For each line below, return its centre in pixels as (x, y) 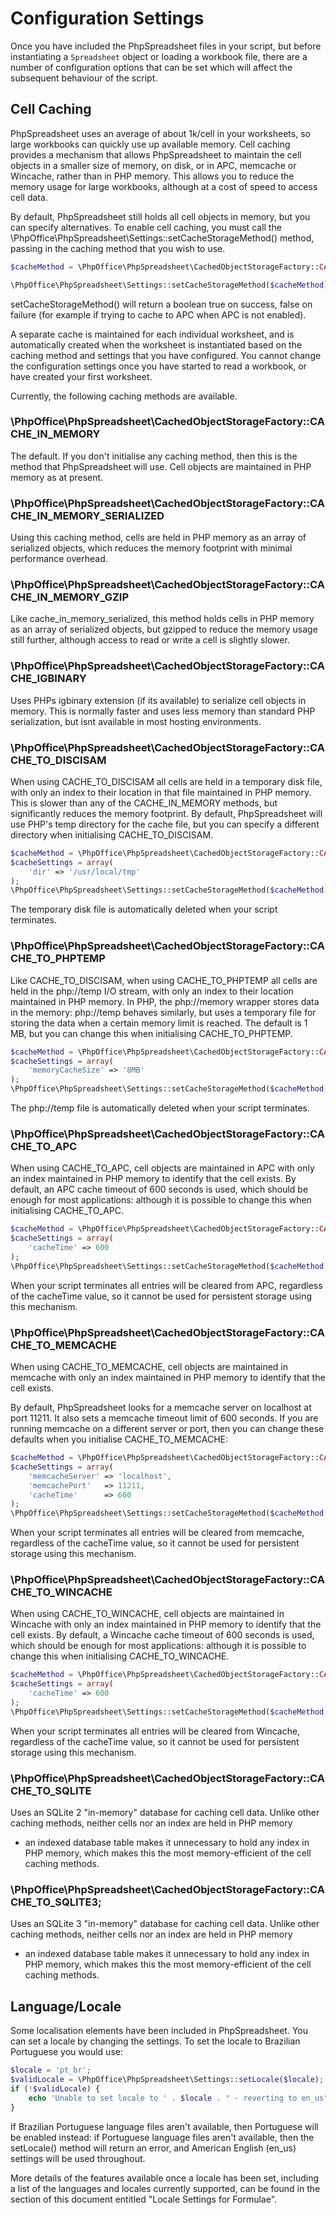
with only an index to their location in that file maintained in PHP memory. (161, 792)
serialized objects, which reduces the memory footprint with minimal (151, 548)
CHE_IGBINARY (48, 679)
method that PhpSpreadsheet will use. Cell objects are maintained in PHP (161, 466)
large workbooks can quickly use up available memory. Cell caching (150, 144)
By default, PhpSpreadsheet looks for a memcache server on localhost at (161, 1407)
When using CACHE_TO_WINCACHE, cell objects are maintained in (147, 1614)
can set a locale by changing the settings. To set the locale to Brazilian (155, 2041)
